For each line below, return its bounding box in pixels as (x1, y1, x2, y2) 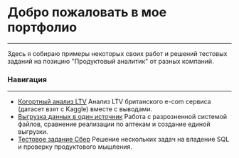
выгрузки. (17, 128, 48, 136)
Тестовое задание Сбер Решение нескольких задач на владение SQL (17, 135, 230, 144)
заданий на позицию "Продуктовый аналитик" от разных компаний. (7, 57, 215, 65)
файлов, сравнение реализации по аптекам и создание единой (17, 120, 211, 128)
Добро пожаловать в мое (7, 4, 167, 21)
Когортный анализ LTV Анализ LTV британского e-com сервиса (17, 97, 211, 106)
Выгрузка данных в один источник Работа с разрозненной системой (17, 113, 228, 121)
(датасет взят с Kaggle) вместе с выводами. (17, 105, 153, 113)
